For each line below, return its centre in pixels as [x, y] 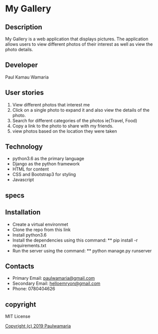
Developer [22, 65]
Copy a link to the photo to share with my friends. [63, 126]
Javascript [23, 180]
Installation [23, 212]
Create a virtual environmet [40, 224]
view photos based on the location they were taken [65, 131]
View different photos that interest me [51, 104]
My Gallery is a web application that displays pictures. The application [77, 39]
